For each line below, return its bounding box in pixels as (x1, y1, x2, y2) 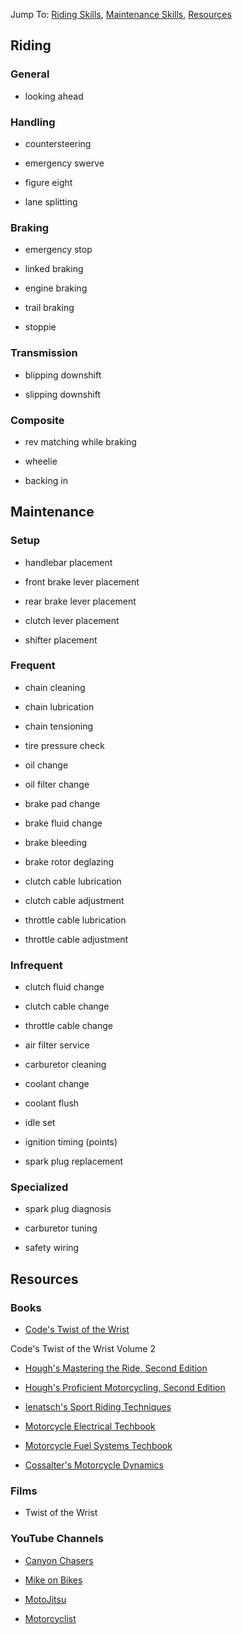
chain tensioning (24, 720, 94, 732)
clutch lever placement (24, 614, 120, 626)
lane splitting (24, 195, 78, 208)
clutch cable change (24, 1000, 110, 1013)
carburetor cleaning (24, 1059, 107, 1071)
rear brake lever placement (24, 595, 137, 607)
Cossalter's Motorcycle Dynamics (24, 1459, 164, 1471)
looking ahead (24, 90, 84, 102)
